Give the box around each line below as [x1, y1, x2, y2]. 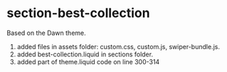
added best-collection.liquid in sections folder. [16, 50, 154, 58]
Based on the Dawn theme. [6, 29, 86, 37]
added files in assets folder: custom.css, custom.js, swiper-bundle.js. [16, 42, 220, 51]
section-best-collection [6, 5, 150, 21]
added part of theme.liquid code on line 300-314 [16, 57, 160, 66]
